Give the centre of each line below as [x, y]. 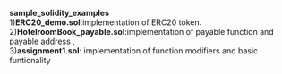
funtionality [30, 60]
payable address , [43, 41]
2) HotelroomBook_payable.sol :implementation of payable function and [142, 32]
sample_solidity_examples [60, 13]
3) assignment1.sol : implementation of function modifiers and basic [134, 51]
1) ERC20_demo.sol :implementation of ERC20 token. [106, 22]
